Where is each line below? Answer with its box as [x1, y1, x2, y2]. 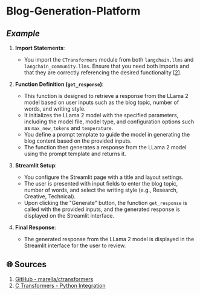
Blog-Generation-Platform [6, 4, 141, 18]
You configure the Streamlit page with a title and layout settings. [24, 173, 184, 181]
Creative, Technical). [24, 193, 76, 200]
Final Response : [15, 224, 56, 231]
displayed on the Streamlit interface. [24, 212, 115, 219]
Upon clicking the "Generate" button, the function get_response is [24, 199, 187, 206]
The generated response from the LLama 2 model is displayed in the [24, 236, 195, 242]
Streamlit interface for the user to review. [24, 242, 126, 249]
